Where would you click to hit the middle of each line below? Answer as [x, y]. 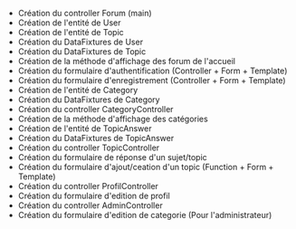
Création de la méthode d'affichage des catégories [113, 119]
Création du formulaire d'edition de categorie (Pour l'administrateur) [145, 215]
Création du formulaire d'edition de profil [94, 196]
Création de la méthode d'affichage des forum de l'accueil [126, 61]
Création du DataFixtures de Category [89, 100]
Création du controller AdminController [90, 205]
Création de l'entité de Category [78, 90]
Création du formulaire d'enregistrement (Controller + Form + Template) [152, 80]
